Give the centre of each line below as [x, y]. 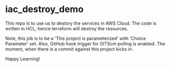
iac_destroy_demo [44, 9]
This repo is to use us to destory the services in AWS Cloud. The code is [81, 23]
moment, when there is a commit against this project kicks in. [69, 49]
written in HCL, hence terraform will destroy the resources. [67, 28]
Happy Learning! [23, 58]
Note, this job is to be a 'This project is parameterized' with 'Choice [76, 38]
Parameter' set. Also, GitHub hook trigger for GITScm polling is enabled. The [85, 43]
